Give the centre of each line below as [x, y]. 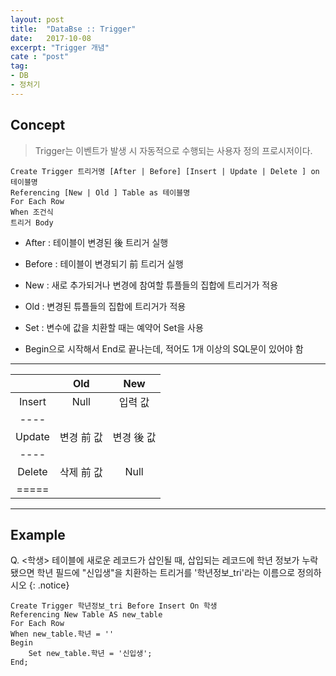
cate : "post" [40, 57]
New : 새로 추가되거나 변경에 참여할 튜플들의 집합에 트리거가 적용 [151, 285]
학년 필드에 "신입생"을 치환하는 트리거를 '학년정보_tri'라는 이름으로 [166, 573]
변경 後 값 [134, 437]
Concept [38, 125]
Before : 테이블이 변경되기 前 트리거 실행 [104, 263]
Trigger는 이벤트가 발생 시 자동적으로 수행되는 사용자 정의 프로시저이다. [173, 150]
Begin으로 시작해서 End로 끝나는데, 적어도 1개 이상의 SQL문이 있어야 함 [164, 348]
